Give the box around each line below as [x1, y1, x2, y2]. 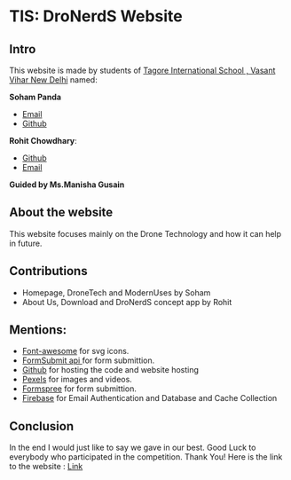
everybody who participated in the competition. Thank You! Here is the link [9, 452, 283, 462]
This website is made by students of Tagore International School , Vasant [9, 65, 276, 75]
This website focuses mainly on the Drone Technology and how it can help [9, 228, 282, 239]
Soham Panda [9, 91, 62, 102]
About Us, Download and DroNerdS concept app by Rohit [21, 296, 232, 307]
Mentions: [9, 322, 67, 338]
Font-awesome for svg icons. [21, 346, 130, 357]
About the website [9, 205, 114, 220]
